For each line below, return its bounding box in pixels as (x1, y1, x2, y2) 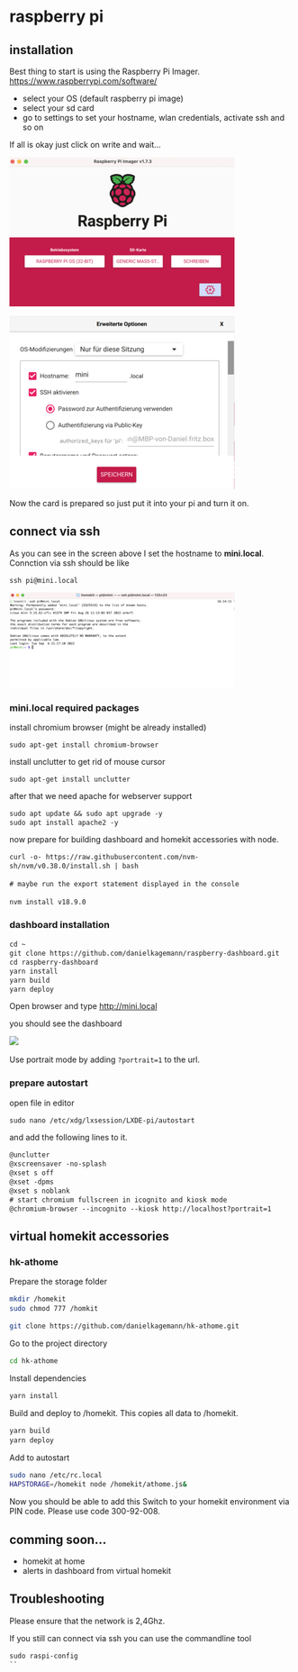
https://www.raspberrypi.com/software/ (9, 76, 158, 86)
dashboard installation (9, 919, 110, 931)
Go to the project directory (9, 1338, 108, 1349)
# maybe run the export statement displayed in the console (9, 880, 240, 889)
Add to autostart (9, 1452, 70, 1463)
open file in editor (9, 1097, 75, 1108)
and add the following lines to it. (9, 1131, 128, 1142)
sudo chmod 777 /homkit (9, 1304, 99, 1313)
